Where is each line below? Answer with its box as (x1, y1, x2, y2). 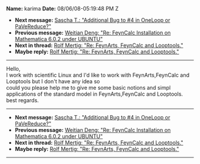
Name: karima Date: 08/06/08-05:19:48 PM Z (6, 5, 119, 12)
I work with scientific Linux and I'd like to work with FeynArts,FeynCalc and (6, 71, 190, 78)
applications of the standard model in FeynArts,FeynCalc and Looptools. (6, 90, 183, 97)
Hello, (6, 65, 21, 72)
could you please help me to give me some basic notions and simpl (6, 84, 171, 91)
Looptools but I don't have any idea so (6, 78, 100, 85)
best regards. (6, 97, 39, 103)
